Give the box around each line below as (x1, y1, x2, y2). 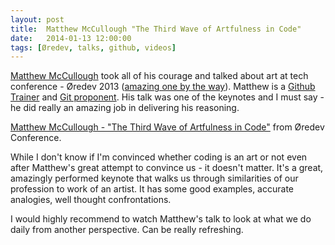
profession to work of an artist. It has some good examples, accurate (10, 183, 294, 195)
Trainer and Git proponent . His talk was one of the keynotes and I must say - (10, 91, 325, 103)
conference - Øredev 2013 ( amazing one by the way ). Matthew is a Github (10, 81, 316, 93)
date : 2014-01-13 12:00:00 (10, 33, 132, 43)
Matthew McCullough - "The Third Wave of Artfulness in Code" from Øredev (10, 121, 325, 133)
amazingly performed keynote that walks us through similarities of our (10, 172, 299, 185)
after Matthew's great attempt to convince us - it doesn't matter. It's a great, (10, 162, 324, 174)
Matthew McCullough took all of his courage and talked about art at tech (10, 70, 309, 82)
